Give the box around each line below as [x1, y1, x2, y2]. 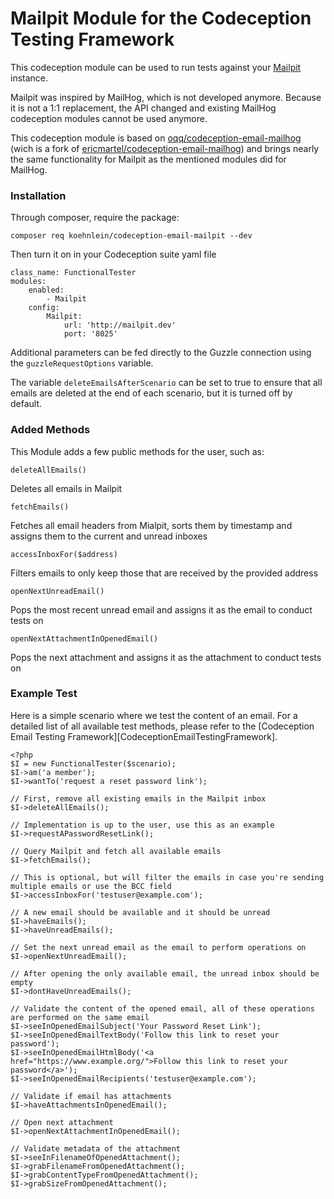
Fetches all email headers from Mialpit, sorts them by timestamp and [10, 519, 293, 531]
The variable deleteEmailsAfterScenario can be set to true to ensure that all [10, 377, 323, 389]
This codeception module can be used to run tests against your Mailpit [10, 61, 302, 73]
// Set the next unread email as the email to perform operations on [10, 942, 307, 952]
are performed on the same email [10, 1012, 150, 1022]
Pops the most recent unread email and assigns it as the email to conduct [10, 603, 313, 616]
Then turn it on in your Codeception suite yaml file [10, 248, 217, 261]
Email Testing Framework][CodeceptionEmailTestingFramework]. [10, 730, 278, 742]
